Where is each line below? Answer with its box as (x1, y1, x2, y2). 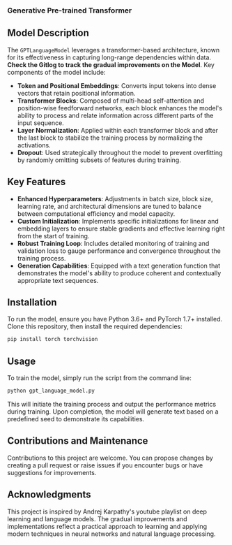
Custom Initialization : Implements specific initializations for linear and (17, 217, 219, 225)
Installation (7, 296, 57, 308)
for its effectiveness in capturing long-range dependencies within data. (7, 53, 211, 61)
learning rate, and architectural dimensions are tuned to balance (17, 202, 202, 210)
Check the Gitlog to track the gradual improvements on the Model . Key (7, 60, 215, 68)
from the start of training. (17, 231, 90, 240)
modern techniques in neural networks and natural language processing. (7, 530, 216, 538)
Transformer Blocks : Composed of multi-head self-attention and (17, 96, 204, 105)
